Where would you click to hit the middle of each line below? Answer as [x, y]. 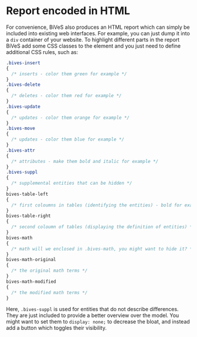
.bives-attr [21, 150]
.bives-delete [23, 85]
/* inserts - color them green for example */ [69, 74]
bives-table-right [28, 216]
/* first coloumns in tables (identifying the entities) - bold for [97, 205]
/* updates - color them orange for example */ [71, 118]
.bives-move [21, 129]
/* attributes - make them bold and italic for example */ [85, 161]
